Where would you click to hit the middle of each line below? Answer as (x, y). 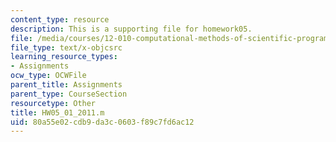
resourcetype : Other (53, 103)
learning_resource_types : (64, 57)
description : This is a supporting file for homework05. (131, 29)
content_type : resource (60, 19)
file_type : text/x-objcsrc (66, 47)
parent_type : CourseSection (69, 94)
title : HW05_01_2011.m (57, 112)
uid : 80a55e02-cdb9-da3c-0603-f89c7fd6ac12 (102, 122)
